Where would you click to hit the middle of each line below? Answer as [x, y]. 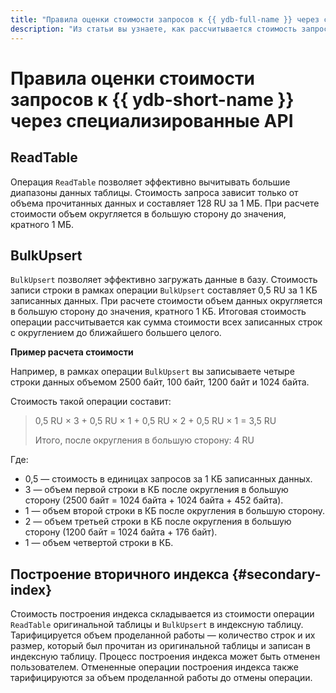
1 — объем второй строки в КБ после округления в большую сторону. [175, 511]
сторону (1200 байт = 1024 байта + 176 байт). [121, 532]
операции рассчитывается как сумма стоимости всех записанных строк [166, 322]
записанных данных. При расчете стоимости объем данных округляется [166, 301]
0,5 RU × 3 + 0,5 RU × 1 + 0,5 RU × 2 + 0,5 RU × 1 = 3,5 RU [155, 421]
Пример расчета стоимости [72, 352]
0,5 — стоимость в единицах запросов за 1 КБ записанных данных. [168, 479]
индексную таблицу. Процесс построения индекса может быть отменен [165, 657]
